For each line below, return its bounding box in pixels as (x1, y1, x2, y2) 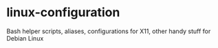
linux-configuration (6, 5, 120, 20)
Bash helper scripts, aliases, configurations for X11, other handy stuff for (6, 27, 211, 35)
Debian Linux (6, 34, 44, 42)
